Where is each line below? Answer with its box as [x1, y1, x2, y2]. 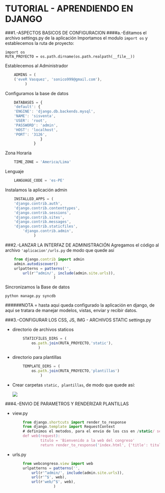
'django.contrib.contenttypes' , [14, 206, 80, 211]
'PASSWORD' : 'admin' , [14, 123, 58, 128]
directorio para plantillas [12, 354, 61, 360]
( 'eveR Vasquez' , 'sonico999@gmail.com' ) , [14, 77, 102, 82]
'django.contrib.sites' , [14, 215, 65, 220]
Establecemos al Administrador [5, 63, 68, 69]
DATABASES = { [14, 100, 43, 105]
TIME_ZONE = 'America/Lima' [14, 160, 71, 165]
